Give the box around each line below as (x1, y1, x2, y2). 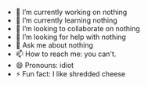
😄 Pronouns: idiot (15, 61, 74, 69)
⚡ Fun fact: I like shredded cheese (15, 69, 126, 78)
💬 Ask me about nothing (15, 41, 94, 50)
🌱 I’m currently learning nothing (15, 16, 117, 25)
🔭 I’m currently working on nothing (15, 8, 128, 16)
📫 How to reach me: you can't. (15, 49, 117, 58)
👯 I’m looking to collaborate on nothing (15, 24, 141, 33)
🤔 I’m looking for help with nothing (15, 32, 127, 41)
